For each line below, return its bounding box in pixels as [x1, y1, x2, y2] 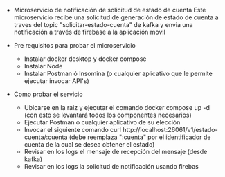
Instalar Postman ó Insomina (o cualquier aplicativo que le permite [24, 69, 213, 77]
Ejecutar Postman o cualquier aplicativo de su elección [24, 118, 181, 127]
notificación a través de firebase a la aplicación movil [13, 28, 166, 36]
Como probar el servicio [13, 90, 83, 98]
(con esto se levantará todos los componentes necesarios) [24, 111, 192, 119]
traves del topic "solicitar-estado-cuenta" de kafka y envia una [13, 21, 193, 28]
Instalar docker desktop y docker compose [24, 55, 147, 63]
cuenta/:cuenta [24, 133, 68, 141]
